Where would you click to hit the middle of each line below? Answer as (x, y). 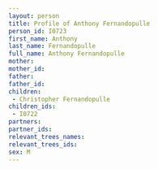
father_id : (27, 84)
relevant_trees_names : (47, 136)
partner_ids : (30, 129)
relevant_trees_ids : (43, 144)
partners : (25, 122)
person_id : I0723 (38, 31)
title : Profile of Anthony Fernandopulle (79, 24)
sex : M (19, 152)
